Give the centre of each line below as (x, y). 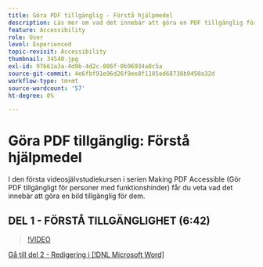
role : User (26, 37)
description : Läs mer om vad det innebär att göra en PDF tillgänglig (126, 23)
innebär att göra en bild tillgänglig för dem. (77, 196)
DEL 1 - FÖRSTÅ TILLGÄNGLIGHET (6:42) (109, 220)
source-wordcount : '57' (47, 88)
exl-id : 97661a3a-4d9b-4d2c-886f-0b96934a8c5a (85, 67)
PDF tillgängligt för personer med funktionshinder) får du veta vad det (121, 188)
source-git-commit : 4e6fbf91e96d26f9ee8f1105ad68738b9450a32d (112, 74)
